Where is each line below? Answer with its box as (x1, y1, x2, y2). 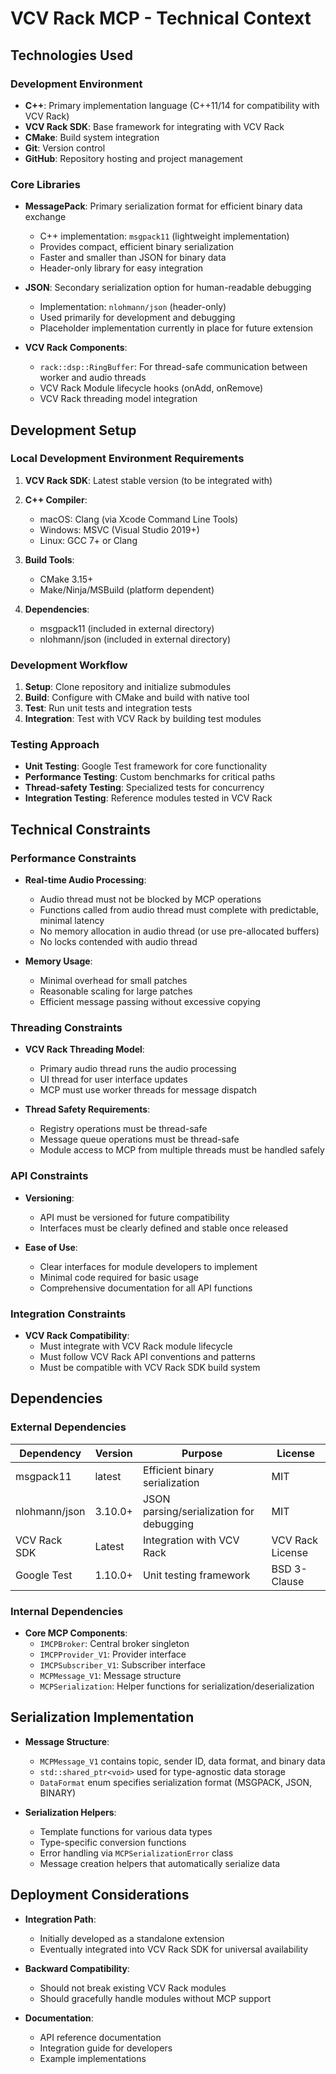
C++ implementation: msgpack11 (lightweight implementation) (39, 230, 290, 242)
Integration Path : (24, 1913, 97, 1925)
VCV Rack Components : (24, 342, 128, 354)
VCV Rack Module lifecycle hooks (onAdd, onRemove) (39, 382, 264, 394)
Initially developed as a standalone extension (39, 1932, 225, 1944)
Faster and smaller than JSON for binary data (39, 252, 227, 264)
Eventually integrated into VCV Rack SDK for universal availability (39, 1943, 309, 1955)
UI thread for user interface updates (39, 1073, 188, 1086)
